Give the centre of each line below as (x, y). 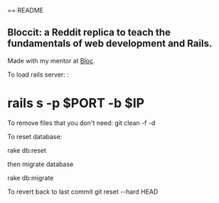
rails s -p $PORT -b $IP (76, 103)
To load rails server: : (38, 75)
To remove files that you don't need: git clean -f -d (81, 123)
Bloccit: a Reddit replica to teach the (89, 32)
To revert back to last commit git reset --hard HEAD (83, 192)
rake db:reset (27, 150)
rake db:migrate (31, 177)
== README (26, 10)
